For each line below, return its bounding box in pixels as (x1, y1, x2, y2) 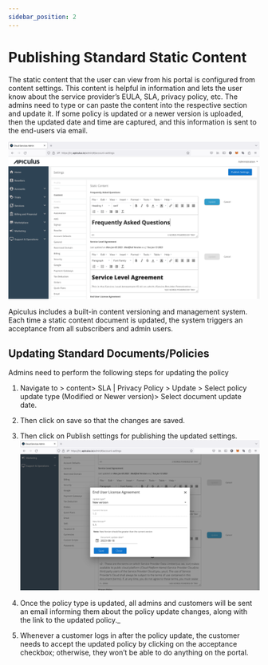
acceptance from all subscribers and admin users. (8, 323, 174, 333)
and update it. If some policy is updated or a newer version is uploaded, (8, 109, 244, 118)
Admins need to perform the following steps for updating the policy (8, 368, 229, 378)
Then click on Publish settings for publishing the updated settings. (19, 431, 238, 441)
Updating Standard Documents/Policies (8, 346, 210, 360)
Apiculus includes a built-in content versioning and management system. (8, 307, 248, 316)
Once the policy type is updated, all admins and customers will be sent (19, 598, 253, 608)
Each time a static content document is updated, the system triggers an (8, 315, 243, 325)
